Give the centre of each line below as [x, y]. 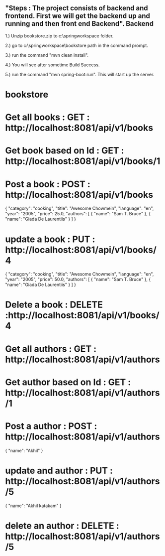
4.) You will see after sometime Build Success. [52, 65]
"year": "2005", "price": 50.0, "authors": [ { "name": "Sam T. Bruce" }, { [78, 279]
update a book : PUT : [50, 239]
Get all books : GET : [47, 117]
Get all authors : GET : [51, 349]
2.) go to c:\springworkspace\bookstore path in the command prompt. [77, 45]
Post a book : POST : [48, 184]
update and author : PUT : [59, 471]
